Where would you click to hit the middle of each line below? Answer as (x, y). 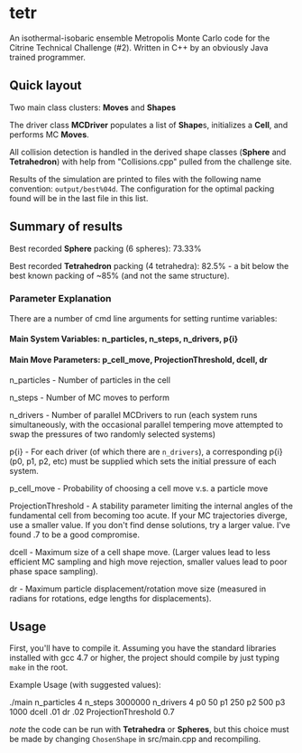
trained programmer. (47, 57)
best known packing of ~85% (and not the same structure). (119, 275)
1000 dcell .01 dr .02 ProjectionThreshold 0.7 (92, 712)
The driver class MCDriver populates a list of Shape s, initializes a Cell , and (149, 125)
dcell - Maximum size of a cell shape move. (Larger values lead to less (140, 552)
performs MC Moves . (50, 135)
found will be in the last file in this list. (79, 198)
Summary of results (66, 227)
